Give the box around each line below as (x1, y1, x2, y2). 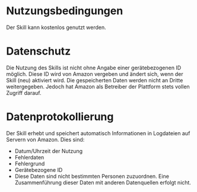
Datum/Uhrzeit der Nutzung (14, 147, 83, 155)
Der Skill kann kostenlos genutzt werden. (6, 24, 106, 31)
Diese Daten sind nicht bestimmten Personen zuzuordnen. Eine (14, 172, 169, 180)
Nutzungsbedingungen (6, 4, 123, 18)
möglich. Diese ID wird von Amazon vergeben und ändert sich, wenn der (6, 70, 184, 78)
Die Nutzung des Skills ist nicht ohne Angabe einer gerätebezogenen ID (6, 64, 182, 71)
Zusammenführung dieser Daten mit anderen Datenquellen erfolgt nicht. (14, 179, 192, 186)
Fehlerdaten (14, 153, 45, 161)
